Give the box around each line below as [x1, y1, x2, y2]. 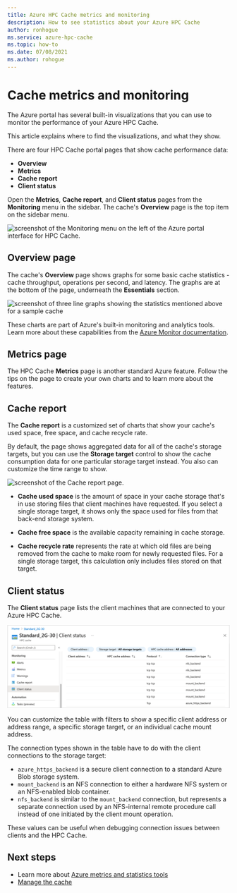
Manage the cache [17, 877, 73, 886]
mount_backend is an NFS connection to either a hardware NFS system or [17, 780, 228, 789]
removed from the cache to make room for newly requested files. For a [17, 549, 224, 558]
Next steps [7, 851, 56, 863]
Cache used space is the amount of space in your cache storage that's [17, 492, 225, 501]
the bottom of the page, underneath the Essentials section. [7, 286, 180, 294]
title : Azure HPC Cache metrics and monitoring [7, 11, 150, 18]
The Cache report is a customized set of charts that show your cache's [7, 421, 215, 430]
